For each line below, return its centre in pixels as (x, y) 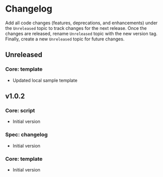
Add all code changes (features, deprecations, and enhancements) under (82, 23)
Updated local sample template (45, 80)
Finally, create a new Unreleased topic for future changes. (65, 39)
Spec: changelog (26, 135)
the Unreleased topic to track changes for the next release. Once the (76, 28)
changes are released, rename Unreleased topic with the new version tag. (82, 33)
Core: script (20, 110)
